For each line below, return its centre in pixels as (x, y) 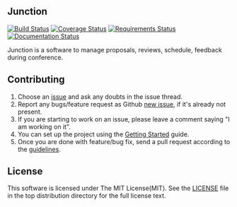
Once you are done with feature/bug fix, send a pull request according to (124, 141)
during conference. (35, 57)
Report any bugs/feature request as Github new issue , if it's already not (122, 104)
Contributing (36, 79)
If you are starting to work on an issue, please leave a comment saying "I (123, 119)
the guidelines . (39, 149)
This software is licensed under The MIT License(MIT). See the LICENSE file (118, 188)
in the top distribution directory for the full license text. (87, 196)
